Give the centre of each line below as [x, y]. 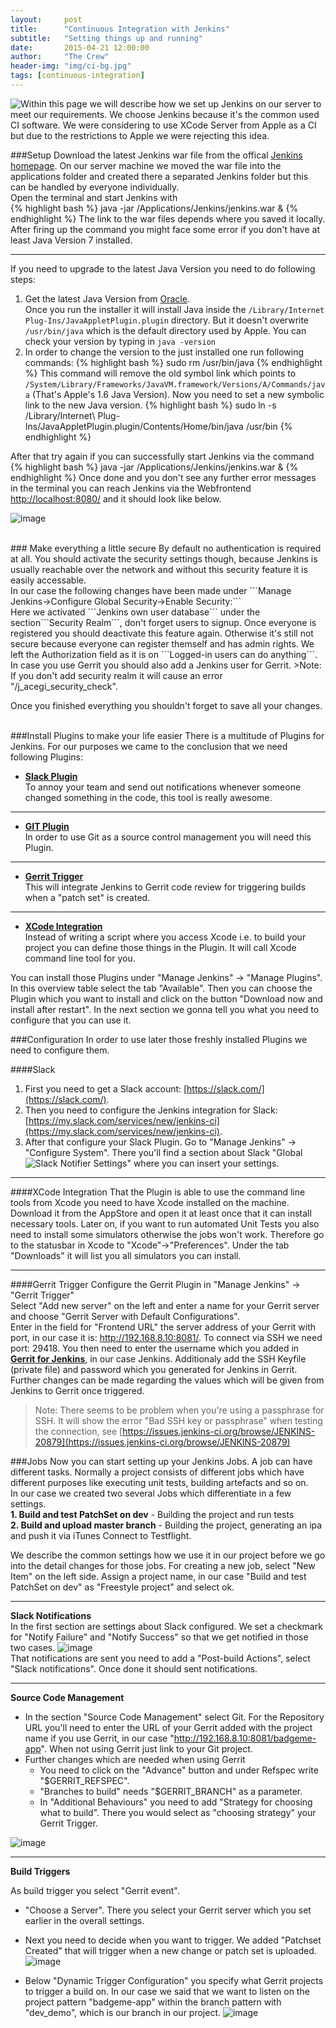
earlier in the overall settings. [84, 1920]
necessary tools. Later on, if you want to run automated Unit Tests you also [165, 1223]
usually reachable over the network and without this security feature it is [159, 569]
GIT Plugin [47, 826]
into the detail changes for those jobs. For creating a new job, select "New [163, 1565]
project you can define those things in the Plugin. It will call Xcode [160, 947]
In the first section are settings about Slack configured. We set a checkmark [166, 1626]
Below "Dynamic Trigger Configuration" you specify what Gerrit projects [174, 1980]
